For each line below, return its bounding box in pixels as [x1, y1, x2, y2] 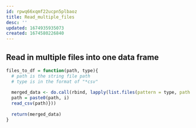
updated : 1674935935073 [6, 25, 65, 31]
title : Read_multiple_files [6, 14, 75, 20]
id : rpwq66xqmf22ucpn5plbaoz [6, 8, 77, 15]
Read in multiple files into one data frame [6, 52, 159, 62]
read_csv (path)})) [11, 100, 57, 106]
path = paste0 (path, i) [11, 95, 69, 101]
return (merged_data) [11, 111, 62, 117]
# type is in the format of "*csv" [11, 79, 99, 85]
